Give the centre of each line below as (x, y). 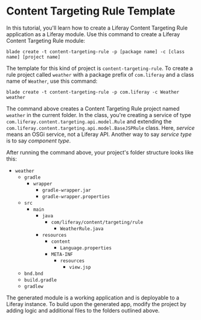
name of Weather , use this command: (52, 81)
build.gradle (40, 280)
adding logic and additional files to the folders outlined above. (83, 310)
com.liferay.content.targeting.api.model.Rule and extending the (89, 121)
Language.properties (86, 248)
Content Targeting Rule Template (91, 11)
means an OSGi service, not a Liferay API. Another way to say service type (99, 134)
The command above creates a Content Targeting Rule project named (93, 108)
